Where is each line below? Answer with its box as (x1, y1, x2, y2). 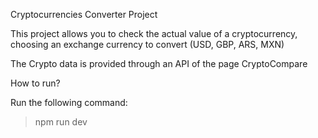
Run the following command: (10, 97, 128, 108)
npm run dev (34, 116, 88, 128)
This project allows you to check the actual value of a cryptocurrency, (10, 28, 298, 39)
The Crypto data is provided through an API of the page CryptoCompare (10, 58, 308, 69)
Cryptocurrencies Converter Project (10, 9, 158, 20)
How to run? (10, 77, 61, 89)
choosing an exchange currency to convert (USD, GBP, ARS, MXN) (10, 39, 285, 50)
